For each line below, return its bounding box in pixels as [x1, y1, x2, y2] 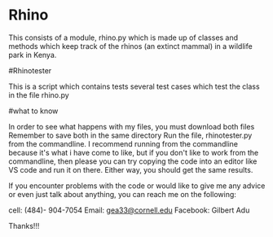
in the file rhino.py [8, 90, 69, 99]
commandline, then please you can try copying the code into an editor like [8, 156, 258, 166]
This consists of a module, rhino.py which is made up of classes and [8, 33, 239, 42]
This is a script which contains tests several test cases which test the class [8, 81, 260, 91]
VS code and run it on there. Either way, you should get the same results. [8, 165, 253, 174]
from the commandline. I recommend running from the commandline [8, 138, 239, 148]
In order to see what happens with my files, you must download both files [8, 121, 255, 131]
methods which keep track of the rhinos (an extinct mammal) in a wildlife [8, 41, 253, 50]
